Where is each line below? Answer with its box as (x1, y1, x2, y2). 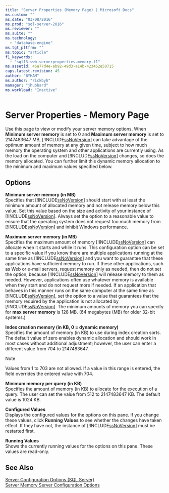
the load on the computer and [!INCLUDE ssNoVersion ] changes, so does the (5, 153, 164, 159)
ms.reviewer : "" (5, 26, 39, 31)
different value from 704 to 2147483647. (5, 346, 89, 352)
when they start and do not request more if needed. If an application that (5, 282, 156, 289)
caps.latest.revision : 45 (5, 69, 60, 74)
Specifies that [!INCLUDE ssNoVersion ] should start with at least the (5, 197, 145, 203)
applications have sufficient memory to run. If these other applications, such (5, 261, 164, 267)
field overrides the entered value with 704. (5, 371, 93, 377)
